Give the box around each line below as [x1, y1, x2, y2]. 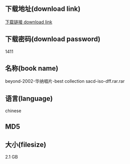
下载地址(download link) [5, 4, 81, 13]
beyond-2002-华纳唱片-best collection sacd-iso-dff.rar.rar [5, 78, 125, 84]
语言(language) [5, 94, 53, 103]
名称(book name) [5, 64, 59, 73]
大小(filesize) [5, 141, 46, 149]
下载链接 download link [5, 19, 53, 25]
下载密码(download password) [5, 35, 101, 43]
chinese [5, 108, 21, 114]
